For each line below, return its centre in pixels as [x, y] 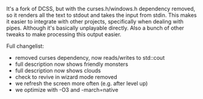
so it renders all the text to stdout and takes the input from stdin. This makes [101, 15]
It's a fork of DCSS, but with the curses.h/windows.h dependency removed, [101, 9]
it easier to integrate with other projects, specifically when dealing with [95, 21]
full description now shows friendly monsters [72, 64]
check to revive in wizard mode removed [66, 77]
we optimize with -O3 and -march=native [67, 90]
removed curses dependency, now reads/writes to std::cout [90, 58]
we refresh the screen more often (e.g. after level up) [81, 83]
